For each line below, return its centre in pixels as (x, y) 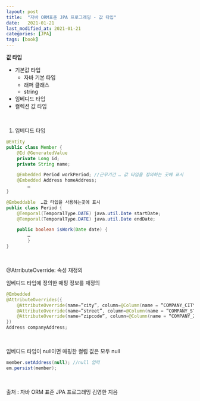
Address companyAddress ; (37, 327)
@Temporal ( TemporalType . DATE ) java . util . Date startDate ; (89, 213)
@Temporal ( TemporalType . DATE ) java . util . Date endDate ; (86, 219)
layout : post (22, 12)
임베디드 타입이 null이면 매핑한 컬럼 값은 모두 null (63, 351)
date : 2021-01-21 (30, 23)
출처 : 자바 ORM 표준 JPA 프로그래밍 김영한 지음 (62, 391)
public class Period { (34, 208)
